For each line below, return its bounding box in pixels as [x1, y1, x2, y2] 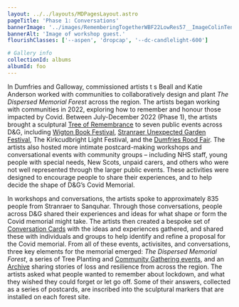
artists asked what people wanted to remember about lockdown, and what [7, 269, 225, 278]
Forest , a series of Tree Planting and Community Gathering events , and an [7, 254, 224, 263]
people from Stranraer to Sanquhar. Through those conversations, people [7, 202, 223, 210]
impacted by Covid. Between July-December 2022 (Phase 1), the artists [7, 112, 218, 121]
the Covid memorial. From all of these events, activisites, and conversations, [7, 239, 231, 248]
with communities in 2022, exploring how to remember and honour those [7, 104, 222, 114]
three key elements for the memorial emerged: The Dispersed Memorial [7, 247, 217, 256]
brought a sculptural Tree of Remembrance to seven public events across [7, 120, 223, 129]
